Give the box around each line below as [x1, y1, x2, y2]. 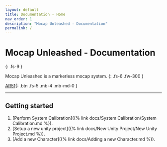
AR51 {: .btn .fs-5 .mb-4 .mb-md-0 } [5, 83, 78, 89]
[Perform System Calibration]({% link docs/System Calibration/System [12, 115, 157, 121]
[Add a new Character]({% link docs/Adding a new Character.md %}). [12, 136, 156, 142]
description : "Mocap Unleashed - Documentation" [5, 21, 108, 26]
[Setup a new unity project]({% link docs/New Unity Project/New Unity [12, 125, 158, 132]
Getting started [5, 102, 54, 110]
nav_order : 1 [5, 16, 32, 21]
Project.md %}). [12, 131, 45, 137]
